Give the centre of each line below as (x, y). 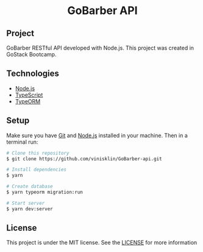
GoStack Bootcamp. (31, 54)
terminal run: (22, 142)
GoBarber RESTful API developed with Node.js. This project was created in (100, 48)
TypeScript (29, 95)
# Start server (26, 203)
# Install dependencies (37, 170)
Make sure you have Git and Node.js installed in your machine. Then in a (97, 135)
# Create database (30, 187)
